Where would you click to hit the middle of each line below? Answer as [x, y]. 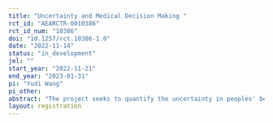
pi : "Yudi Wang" [36, 83]
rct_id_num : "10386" [43, 31]
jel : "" [22, 61]
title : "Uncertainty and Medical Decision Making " [97, 16]
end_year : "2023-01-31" [49, 76]
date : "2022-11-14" [41, 46]
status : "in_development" [52, 53]
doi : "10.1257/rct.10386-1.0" [60, 38]
